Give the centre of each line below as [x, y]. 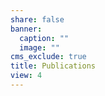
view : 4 [26, 76]
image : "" [39, 47]
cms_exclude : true [48, 57]
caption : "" [44, 38]
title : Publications [53, 66]
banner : [26, 29]
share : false [37, 19]
